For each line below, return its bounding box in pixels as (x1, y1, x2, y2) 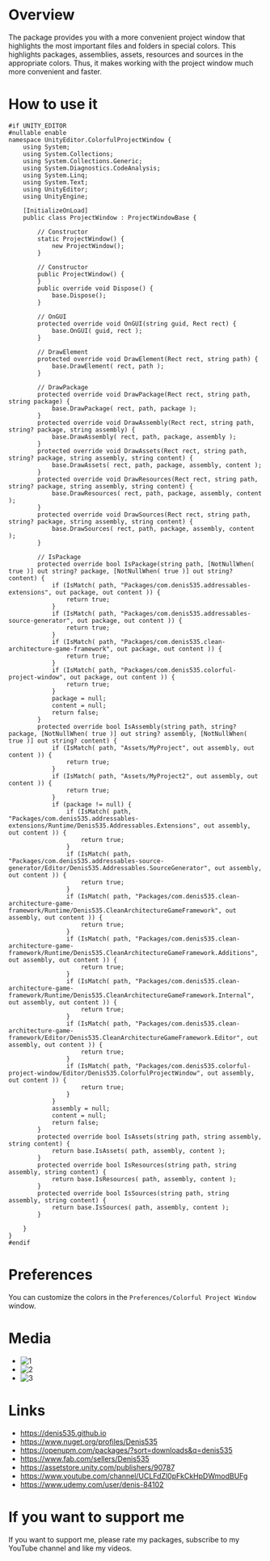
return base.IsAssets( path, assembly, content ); (51, 1147, 226, 1155)
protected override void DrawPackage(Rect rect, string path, (37, 390, 251, 398)
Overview (8, 6, 75, 24)
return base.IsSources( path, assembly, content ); (51, 1203, 230, 1211)
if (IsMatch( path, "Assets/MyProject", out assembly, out (51, 743, 255, 752)
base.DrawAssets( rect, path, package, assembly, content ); (51, 461, 263, 469)
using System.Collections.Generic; (23, 157, 143, 165)
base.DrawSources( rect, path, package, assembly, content (51, 524, 255, 532)
